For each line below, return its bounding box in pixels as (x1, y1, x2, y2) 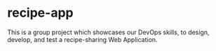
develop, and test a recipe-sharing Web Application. (7, 35, 158, 43)
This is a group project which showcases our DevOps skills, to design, (7, 28, 210, 36)
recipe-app (7, 5, 74, 21)
